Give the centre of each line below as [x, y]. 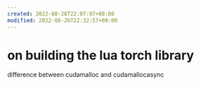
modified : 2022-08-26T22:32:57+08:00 [63, 20]
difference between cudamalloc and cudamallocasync [86, 75]
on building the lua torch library [101, 55]
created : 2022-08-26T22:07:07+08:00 [61, 14]
